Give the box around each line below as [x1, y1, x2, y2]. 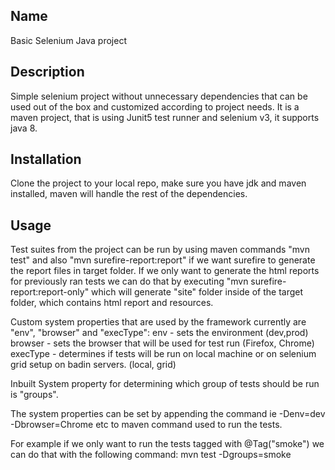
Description [10, 64, 85, 81]
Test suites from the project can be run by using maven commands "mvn [10, 244, 311, 256]
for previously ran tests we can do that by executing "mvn [10, 275, 249, 288]
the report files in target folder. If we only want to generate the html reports [10, 265, 320, 277]
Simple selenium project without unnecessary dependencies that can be [10, 90, 308, 102]
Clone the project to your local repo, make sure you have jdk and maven [10, 177, 307, 189]
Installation [10, 151, 82, 168]
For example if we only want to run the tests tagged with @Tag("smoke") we [10, 438, 325, 450]
